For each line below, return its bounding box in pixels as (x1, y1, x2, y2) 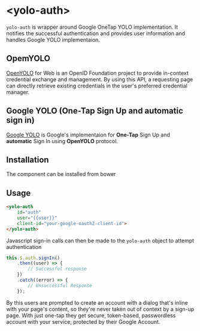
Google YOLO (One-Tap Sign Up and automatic (6, 106, 184, 116)
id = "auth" (17, 209, 42, 215)
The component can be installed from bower (6, 171, 116, 178)
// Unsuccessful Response (28, 283, 93, 289)
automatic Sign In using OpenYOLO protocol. (6, 137, 119, 144)
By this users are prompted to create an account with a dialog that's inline (6, 299, 189, 306)
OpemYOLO (6, 53, 51, 63)
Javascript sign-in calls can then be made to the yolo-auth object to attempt (6, 237, 195, 244)
